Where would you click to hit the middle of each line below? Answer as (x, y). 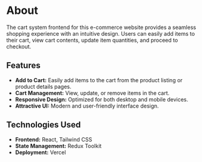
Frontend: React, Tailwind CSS (53, 139)
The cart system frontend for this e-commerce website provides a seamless (101, 27)
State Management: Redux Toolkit (58, 146)
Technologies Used (43, 125)
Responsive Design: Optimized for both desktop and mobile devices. (102, 99)
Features (23, 66)
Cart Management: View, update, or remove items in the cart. (92, 93)
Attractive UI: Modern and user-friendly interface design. (87, 106)
